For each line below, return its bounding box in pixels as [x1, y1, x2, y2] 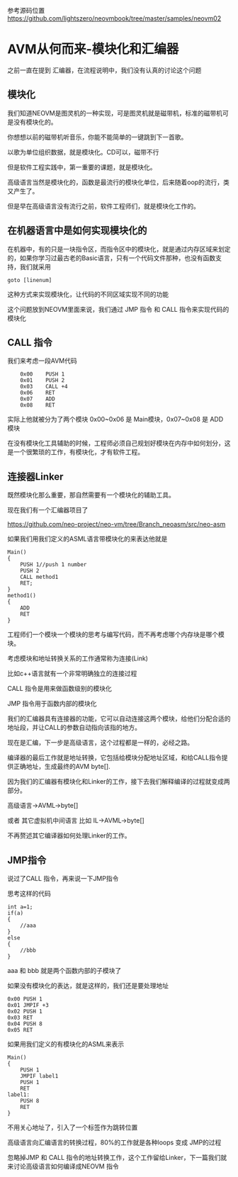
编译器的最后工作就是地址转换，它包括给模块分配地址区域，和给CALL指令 [7, 753, 222, 762]
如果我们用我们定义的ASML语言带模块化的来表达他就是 [7, 534, 168, 544]
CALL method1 [20, 573, 59, 581]
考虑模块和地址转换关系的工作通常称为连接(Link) [7, 654, 149, 663]
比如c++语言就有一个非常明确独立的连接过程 [7, 669, 137, 678]
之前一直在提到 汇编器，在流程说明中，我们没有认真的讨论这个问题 [7, 66, 202, 74]
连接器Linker [7, 471, 64, 483]
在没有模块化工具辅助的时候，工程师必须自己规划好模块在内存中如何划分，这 [7, 439, 231, 448]
